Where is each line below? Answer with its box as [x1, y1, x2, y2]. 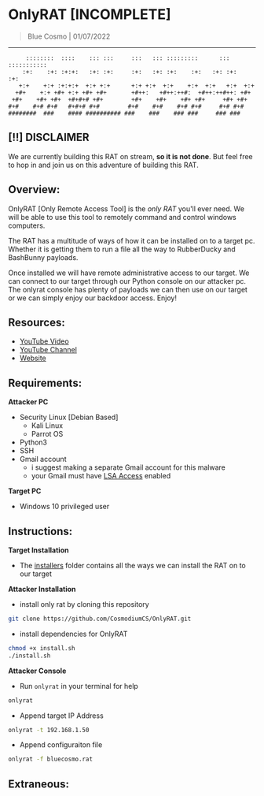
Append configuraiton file [19, 740, 103, 750]
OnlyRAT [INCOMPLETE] [8, 6, 171, 24]
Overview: [8, 183, 60, 196]
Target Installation [8, 545, 69, 555]
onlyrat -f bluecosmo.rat [8, 755, 93, 764]
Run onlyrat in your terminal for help [19, 681, 139, 690]
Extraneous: [8, 777, 69, 790]
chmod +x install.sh [8, 644, 76, 652]
